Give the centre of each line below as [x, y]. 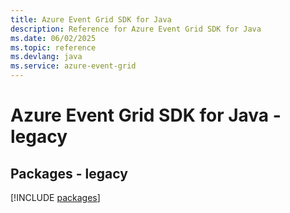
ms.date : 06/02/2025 [53, 38]
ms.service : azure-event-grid [73, 66]
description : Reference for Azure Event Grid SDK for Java [136, 29]
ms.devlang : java [46, 57]
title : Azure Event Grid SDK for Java [91, 19]
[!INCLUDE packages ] [55, 197]
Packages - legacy [69, 173]
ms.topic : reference [53, 47]
